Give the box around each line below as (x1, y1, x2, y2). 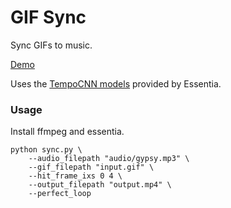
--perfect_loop (28, 189, 92, 199)
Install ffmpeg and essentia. (10, 126, 125, 138)
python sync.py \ (10, 145, 83, 155)
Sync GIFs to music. (10, 39, 93, 51)
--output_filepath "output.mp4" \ (28, 180, 172, 190)
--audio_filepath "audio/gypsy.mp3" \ (28, 154, 190, 164)
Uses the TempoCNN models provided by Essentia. (10, 77, 222, 90)
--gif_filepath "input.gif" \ (28, 162, 155, 173)
